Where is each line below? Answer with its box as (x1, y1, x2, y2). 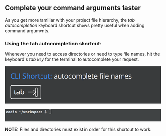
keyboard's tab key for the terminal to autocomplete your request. (5, 56, 139, 62)
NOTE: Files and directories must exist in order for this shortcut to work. (5, 126, 152, 133)
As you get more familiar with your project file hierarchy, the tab (5, 17, 135, 23)
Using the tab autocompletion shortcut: (5, 40, 102, 46)
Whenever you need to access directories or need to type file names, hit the (5, 51, 160, 57)
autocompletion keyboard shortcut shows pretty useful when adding (5, 22, 145, 28)
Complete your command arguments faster (5, 4, 141, 12)
